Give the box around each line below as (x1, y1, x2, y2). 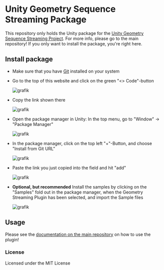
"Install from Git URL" (12, 146, 55, 152)
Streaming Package (5, 14, 87, 25)
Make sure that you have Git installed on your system (12, 68, 120, 74)
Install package (5, 55, 53, 64)
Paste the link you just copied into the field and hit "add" (12, 164, 126, 171)
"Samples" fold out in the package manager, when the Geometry (12, 189, 143, 195)
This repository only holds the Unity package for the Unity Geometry (5, 30, 144, 36)
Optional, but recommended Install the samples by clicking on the (12, 184, 147, 190)
